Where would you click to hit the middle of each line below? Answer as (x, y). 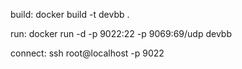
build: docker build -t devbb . (70, 14)
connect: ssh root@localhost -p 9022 (87, 53)
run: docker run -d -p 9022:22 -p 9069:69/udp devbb (121, 33)
